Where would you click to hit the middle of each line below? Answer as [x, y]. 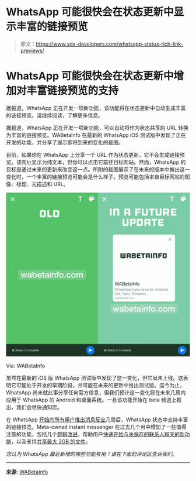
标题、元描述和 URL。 [42, 184]
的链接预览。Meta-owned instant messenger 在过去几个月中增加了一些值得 [96, 427]
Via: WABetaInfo [26, 366]
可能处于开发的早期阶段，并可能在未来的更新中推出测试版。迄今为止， [100, 385]
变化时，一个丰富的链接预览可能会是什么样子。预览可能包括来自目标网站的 [95, 177]
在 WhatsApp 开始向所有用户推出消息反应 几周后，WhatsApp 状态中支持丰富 [97, 420]
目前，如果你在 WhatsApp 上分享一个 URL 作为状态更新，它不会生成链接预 [95, 154]
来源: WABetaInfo [27, 472]
